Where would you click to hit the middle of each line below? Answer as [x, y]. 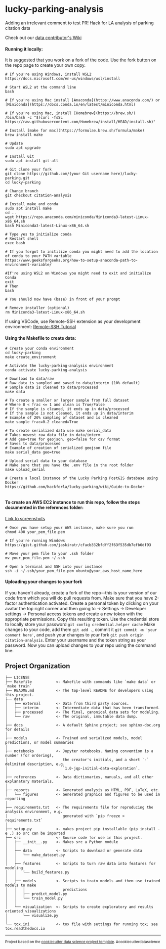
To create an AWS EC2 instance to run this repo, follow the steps [73, 502]
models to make [21, 885]
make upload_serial [25, 470]
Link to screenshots [25, 518]
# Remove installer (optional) [37, 308]
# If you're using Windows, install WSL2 [48, 74]
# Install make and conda [32, 204]
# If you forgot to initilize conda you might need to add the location [82, 252]
